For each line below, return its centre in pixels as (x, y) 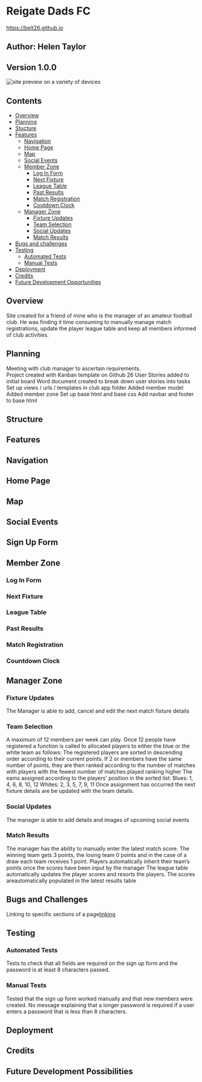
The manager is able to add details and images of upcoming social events (98, 819)
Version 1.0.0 (32, 67)
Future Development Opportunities (58, 282)
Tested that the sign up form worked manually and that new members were (99, 998)
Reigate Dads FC (49, 11)
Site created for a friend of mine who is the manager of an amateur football (99, 316)
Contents (24, 101)
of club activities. (28, 335)
